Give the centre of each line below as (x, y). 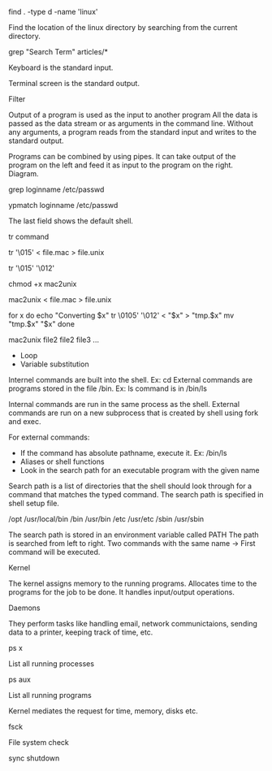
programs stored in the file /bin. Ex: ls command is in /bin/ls (108, 388)
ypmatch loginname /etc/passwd (63, 205)
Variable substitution (54, 364)
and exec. (25, 421)
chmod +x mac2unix (43, 284)
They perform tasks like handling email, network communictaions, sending (133, 624)
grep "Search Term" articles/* (58, 52)
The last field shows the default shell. (71, 221)
